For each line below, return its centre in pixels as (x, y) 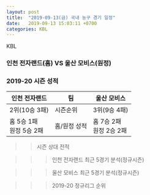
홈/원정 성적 (71, 126)
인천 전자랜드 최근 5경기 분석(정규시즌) (98, 160)
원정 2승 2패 (110, 130)
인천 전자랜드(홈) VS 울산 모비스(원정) (59, 63)
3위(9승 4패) (111, 110)
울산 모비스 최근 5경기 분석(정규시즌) (96, 173)
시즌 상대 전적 (53, 147)
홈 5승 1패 (24, 121)
